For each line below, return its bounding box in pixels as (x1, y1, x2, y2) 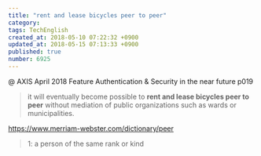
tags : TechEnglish (8, 26, 68, 34)
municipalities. (27, 108, 75, 118)
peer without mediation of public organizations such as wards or (27, 100, 237, 110)
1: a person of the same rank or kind (27, 139, 144, 148)
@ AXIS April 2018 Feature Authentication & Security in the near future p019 (8, 76, 254, 86)
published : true (8, 48, 61, 56)
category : (8, 19, 41, 27)
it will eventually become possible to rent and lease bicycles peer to (27, 92, 250, 101)
